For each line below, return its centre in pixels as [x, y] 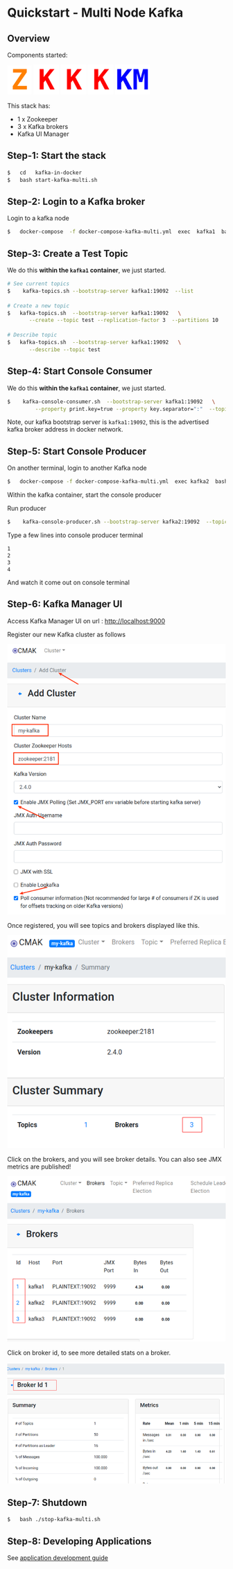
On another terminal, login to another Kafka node [77, 468]
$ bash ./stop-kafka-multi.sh [54, 1520]
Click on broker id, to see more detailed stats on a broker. [89, 1353]
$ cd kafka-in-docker [44, 172]
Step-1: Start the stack [57, 156]
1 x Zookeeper [37, 119]
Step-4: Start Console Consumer [80, 372]
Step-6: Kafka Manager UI [65, 604]
